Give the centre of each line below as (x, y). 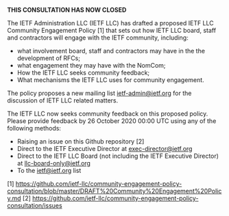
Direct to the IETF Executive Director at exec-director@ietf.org (105, 149)
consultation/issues (35, 205)
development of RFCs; (49, 58)
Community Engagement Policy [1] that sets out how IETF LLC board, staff (112, 30)
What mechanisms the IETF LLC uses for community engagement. (110, 80)
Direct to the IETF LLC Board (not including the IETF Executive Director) (118, 156)
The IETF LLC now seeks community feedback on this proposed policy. (108, 113)
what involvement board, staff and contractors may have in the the (111, 51)
